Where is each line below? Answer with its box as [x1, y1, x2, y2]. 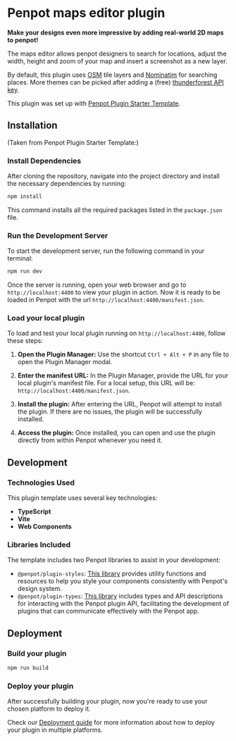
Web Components [17, 523, 72, 531]
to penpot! [7, 35, 39, 44]
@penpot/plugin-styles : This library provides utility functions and [17, 569, 206, 578]
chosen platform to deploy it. [7, 704, 91, 713]
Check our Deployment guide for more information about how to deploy [7, 718, 215, 727]
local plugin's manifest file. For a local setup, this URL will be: [17, 379, 196, 387]
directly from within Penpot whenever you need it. [17, 436, 163, 444]
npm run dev [7, 268, 42, 275]
